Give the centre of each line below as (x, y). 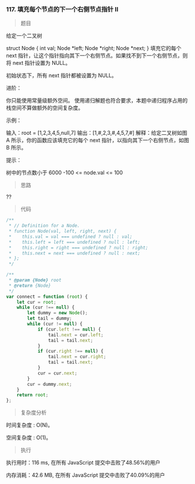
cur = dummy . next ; (50, 384)
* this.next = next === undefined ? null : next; (75, 253)
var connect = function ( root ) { (47, 296)
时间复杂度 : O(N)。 (30, 425)
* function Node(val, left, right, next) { (63, 231)
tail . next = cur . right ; (77, 357)
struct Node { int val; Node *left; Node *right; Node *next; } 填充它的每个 (94, 48)
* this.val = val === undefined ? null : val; (70, 237)
